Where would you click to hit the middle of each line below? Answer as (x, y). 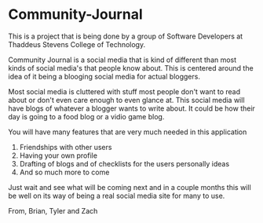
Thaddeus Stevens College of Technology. (77, 44)
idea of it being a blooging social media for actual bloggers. (104, 76)
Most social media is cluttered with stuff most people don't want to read (124, 91)
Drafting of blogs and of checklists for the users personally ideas (124, 163)
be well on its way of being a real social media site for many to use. (117, 196)
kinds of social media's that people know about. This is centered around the (131, 68)
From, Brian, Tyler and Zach (53, 210)
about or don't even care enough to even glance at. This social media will (126, 100)
